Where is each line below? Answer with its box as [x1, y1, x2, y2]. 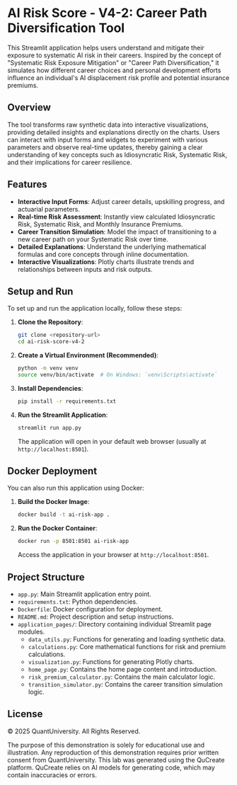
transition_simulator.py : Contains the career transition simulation [28, 680, 223, 688]
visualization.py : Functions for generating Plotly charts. [28, 658, 195, 666]
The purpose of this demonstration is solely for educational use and [7, 740, 205, 749]
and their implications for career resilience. [7, 158, 132, 166]
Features [7, 178, 47, 190]
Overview [7, 101, 52, 114]
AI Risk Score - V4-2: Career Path [7, 5, 207, 21]
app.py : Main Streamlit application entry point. [17, 590, 152, 598]
